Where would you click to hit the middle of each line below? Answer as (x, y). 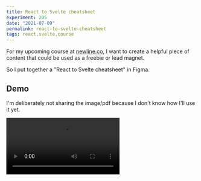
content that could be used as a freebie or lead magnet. (75, 58)
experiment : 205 (27, 17)
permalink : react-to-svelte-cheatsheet (56, 29)
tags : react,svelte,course (40, 34)
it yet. (13, 109)
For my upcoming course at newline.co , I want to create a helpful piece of (98, 51)
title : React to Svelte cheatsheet (51, 12)
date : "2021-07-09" (31, 23)
